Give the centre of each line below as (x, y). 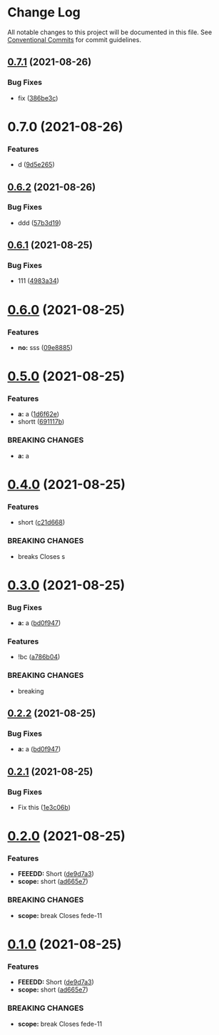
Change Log (44, 12)
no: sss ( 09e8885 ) (45, 347)
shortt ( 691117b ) (41, 422)
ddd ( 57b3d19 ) (40, 222)
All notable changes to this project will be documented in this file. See (110, 32)
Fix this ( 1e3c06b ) (44, 807)
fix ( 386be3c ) (38, 98)
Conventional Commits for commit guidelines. (74, 39)
